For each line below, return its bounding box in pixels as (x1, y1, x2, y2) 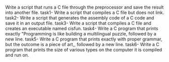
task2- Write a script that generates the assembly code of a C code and (5, 15, 154, 20)
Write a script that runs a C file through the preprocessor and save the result (5, 4, 164, 10)
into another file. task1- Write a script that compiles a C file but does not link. (5, 9, 164, 15)
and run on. (5, 52, 29, 58)
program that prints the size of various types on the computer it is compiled (5, 47, 162, 52)
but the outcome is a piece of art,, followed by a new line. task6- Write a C (5, 41, 160, 47)
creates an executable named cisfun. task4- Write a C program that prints (5, 25, 158, 31)
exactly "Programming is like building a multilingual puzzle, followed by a (5, 31, 156, 36)
